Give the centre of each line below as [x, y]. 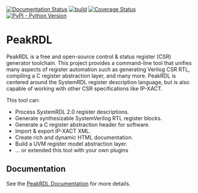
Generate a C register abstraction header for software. [82, 124]
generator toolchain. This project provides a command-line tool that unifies [99, 63]
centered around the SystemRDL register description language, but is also [98, 82]
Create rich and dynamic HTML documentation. [74, 137]
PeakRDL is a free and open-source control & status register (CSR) [89, 57]
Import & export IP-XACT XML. [53, 131]
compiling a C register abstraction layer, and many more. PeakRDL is [91, 76]
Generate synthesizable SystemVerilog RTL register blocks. [88, 118]
